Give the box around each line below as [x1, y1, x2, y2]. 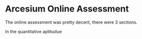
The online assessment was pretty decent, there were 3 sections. [5, 19, 138, 25]
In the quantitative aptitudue [5, 28, 62, 34]
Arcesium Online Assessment [5, 3, 129, 14]
